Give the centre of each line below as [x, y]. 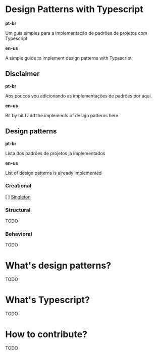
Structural [18, 210]
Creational [18, 186]
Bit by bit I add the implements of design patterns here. [62, 115]
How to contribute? [46, 334]
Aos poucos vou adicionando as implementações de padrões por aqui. [79, 96]
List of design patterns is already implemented [54, 173]
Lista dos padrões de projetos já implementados [55, 153]
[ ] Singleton [18, 197]
